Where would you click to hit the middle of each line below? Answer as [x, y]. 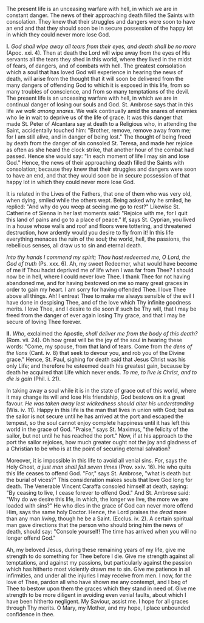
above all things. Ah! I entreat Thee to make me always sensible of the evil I [100, 296]
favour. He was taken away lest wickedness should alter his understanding [100, 403]
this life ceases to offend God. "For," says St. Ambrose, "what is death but [99, 473]
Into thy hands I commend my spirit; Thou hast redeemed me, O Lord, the [98, 257]
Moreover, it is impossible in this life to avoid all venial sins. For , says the [97, 460]
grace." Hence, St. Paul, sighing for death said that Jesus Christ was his [96, 359]
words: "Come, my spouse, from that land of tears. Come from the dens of [99, 346]
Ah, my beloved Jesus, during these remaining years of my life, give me [96, 550]
